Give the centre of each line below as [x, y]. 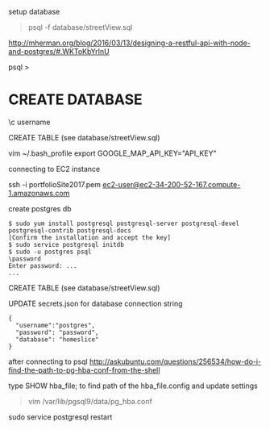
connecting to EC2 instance [54, 169]
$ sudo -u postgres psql [50, 252]
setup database [34, 12]
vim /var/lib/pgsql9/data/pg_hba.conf [90, 401]
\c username [29, 122]
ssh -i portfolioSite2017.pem [55, 184]
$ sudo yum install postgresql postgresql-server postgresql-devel [124, 223]
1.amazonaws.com [39, 193]
